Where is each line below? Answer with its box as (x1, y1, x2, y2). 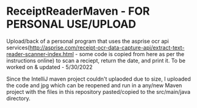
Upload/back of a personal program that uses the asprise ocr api (6, 37, 169, 45)
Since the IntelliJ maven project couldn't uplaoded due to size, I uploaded (6, 75, 191, 82)
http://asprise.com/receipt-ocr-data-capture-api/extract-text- (29, 44, 185, 51)
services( (6, 44, 30, 51)
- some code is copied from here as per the (75, 50, 185, 57)
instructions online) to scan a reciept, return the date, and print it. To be (6, 57, 186, 64)
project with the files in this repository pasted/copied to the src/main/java (6, 88, 191, 95)
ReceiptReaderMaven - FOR (6, 4, 150, 18)
